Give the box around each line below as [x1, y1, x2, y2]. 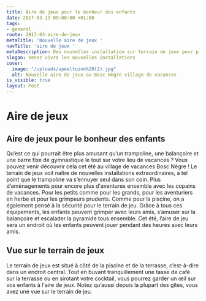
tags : [6, 20, 20, 26]
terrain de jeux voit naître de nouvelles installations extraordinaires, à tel [6, 169, 188, 176]
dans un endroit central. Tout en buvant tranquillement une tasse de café [6, 268, 191, 275]
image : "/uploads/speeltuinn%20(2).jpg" [12, 65, 116, 72]
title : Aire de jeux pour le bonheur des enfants [6, 9, 136, 15]
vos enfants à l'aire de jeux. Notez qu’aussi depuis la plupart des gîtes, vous [6, 281, 198, 288]
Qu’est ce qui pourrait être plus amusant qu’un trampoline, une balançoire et [6, 150, 199, 157]
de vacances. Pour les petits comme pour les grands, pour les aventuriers [6, 189, 193, 196]
